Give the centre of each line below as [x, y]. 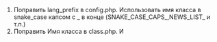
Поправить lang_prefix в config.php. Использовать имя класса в [107, 10]
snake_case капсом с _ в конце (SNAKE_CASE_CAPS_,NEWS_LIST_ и [112, 17]
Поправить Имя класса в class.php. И [69, 31]
